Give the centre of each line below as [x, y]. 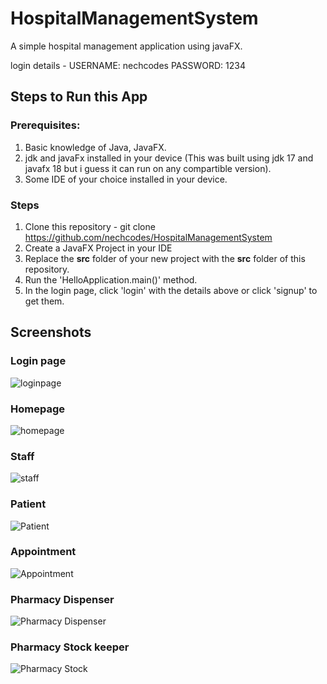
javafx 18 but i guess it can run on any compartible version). [148, 168]
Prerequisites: [45, 125]
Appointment [43, 552]
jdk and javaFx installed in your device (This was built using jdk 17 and [169, 158]
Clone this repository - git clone [90, 226]
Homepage [37, 409]
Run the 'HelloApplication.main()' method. [111, 279]
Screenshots [51, 332]
